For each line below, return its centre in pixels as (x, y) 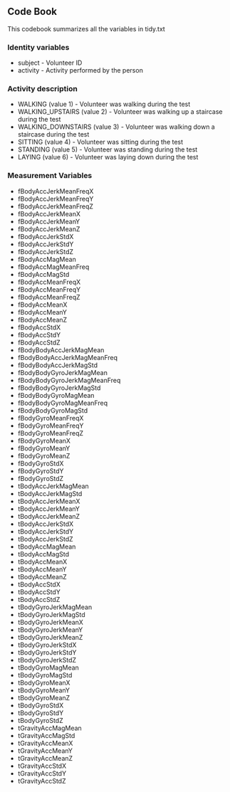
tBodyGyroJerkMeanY (50, 630)
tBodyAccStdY (39, 592)
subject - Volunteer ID (50, 63)
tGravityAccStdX (42, 766)
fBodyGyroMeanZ (44, 455)
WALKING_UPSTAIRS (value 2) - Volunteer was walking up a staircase (120, 112)
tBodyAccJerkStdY (45, 531)
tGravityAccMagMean (49, 728)
